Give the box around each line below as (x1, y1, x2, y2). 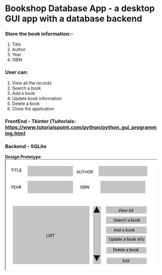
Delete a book (12, 100, 40, 107)
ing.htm (5, 130, 24, 137)
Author (12, 46, 26, 52)
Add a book (12, 90, 35, 96)
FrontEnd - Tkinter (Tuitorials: (5, 118, 76, 124)
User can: (5, 69, 28, 76)
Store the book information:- (5, 31, 73, 37)
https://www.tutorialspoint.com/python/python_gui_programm (5, 124, 157, 131)
